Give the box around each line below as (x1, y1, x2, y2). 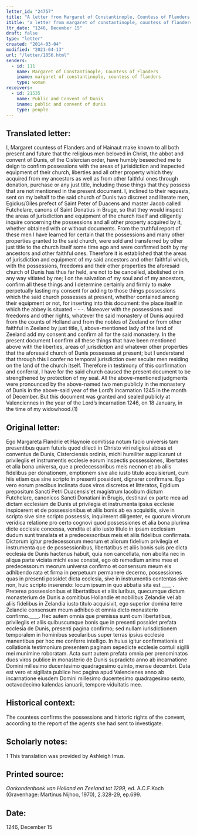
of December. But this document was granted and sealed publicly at (6, 393, 171, 400)
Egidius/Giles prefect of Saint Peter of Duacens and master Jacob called (6, 200, 181, 207)
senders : (6, 57, 28, 63)
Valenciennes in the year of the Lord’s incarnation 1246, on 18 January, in (6, 399, 183, 406)
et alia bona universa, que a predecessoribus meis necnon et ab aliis (6, 463, 172, 470)
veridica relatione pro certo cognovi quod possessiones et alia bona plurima (6, 519, 189, 526)
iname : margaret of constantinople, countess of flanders (16, 74, 161, 80)
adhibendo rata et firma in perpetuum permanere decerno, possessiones (6, 569, 182, 576)
